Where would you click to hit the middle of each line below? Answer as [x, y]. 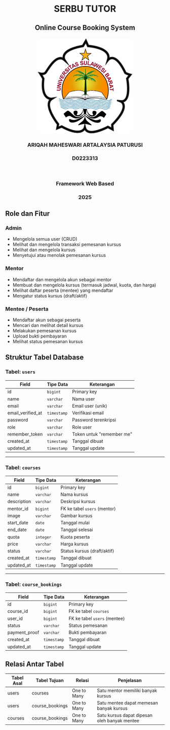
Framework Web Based [85, 183]
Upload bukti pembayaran [39, 336]
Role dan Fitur [28, 214]
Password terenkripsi [94, 420]
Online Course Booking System [85, 28]
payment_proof [23, 633]
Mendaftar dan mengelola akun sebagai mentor [62, 279]
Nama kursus [74, 494]
